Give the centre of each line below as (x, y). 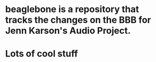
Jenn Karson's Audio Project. (68, 31)
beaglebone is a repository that (72, 9)
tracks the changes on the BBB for (78, 20)
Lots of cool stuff (42, 54)
